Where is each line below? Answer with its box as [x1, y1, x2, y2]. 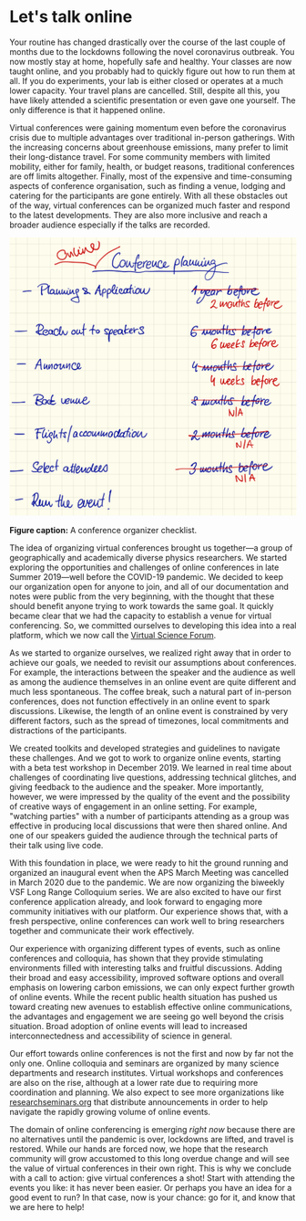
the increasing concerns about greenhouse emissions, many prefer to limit [9, 142, 289, 153]
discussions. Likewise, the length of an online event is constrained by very [9, 705, 289, 716]
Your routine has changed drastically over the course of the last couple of [9, 37, 286, 47]
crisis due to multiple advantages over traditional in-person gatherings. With [9, 132, 296, 142]
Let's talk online [9, 6, 133, 27]
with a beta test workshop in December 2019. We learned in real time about [9, 762, 292, 773]
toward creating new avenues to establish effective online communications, [9, 1001, 293, 1012]
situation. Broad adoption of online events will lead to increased [9, 1020, 248, 1031]
